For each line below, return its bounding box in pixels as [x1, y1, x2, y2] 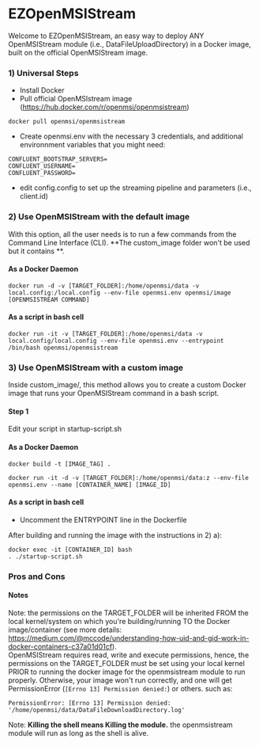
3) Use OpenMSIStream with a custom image [8, 362, 184, 373]
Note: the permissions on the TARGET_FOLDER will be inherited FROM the [8, 607, 249, 618]
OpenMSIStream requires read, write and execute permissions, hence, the [8, 650, 250, 660]
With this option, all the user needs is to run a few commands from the [8, 229, 237, 238]
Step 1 [8, 406, 29, 416]
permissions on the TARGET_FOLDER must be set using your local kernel [8, 658, 245, 668]
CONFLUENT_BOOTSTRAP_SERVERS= [8, 155, 108, 163]
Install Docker [19, 86, 65, 95]
